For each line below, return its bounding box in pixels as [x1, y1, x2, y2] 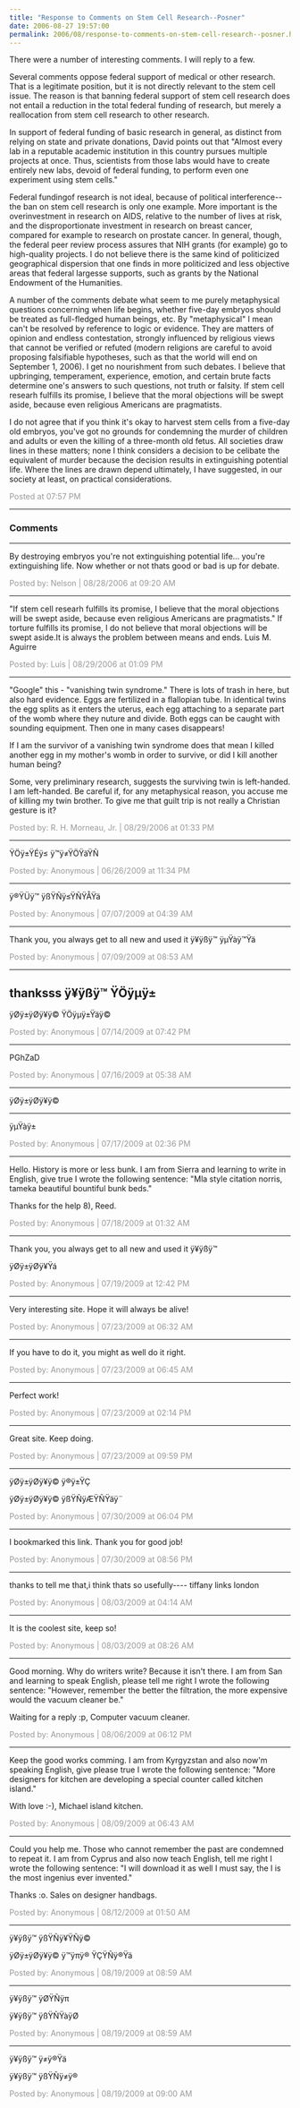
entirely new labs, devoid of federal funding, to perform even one [9, 165, 249, 175]
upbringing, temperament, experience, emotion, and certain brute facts [9, 371, 271, 381]
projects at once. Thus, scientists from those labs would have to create [9, 156, 271, 166]
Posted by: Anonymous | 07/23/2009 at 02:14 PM [9, 1407, 192, 1419]
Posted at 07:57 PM [9, 491, 81, 502]
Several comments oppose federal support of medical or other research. [9, 72, 276, 82]
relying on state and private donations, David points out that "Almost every [9, 136, 283, 148]
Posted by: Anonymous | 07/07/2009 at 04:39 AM [9, 908, 194, 918]
